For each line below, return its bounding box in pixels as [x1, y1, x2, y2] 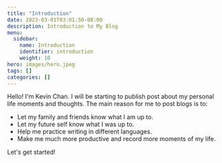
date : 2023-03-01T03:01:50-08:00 [7, 16, 103, 23]
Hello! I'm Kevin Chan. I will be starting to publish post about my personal [7, 92, 214, 101]
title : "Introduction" [7, 10, 72, 17]
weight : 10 [19, 55, 51, 62]
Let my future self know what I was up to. [16, 121, 135, 129]
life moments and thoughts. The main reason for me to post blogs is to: [7, 100, 208, 108]
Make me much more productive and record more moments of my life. [16, 135, 217, 143]
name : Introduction [19, 42, 76, 49]
